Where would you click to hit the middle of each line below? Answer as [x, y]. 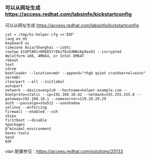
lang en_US [16, 39]
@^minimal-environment [28, 129]
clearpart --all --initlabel [35, 82]
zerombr [13, 78]
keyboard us [17, 43]
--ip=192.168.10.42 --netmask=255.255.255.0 [88, 95]
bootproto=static [23, 95]
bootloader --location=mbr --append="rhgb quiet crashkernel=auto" [75, 73]
